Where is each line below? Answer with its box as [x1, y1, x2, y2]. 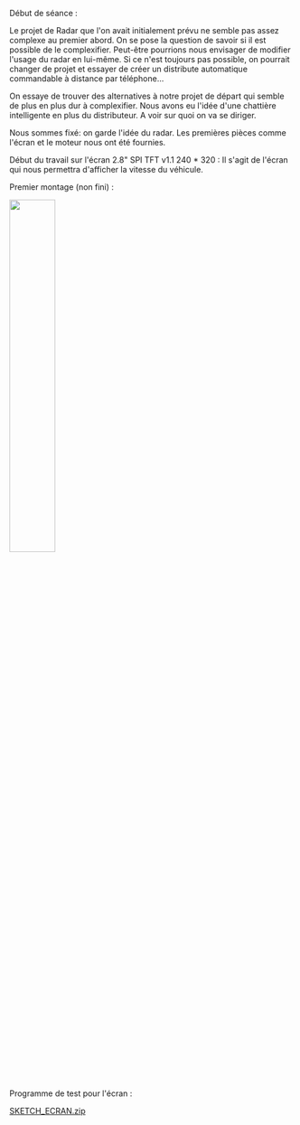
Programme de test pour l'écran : [9, 1088, 133, 1099]
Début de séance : [9, 8, 79, 18]
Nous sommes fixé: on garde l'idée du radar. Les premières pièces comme [9, 127, 286, 138]
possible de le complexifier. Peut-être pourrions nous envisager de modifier [9, 44, 291, 55]
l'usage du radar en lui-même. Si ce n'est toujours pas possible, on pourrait [9, 54, 291, 64]
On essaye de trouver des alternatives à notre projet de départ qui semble [9, 90, 285, 101]
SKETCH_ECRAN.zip [9, 1106, 86, 1116]
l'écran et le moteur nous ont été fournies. [9, 137, 166, 147]
